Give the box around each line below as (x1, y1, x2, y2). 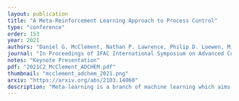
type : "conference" (7, 23, 65, 31)
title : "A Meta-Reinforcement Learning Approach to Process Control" (7, 17, 218, 24)
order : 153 (7, 30, 40, 38)
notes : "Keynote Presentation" (7, 57, 100, 64)
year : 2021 (7, 37, 40, 44)
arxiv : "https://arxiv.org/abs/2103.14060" (7, 76, 139, 84)
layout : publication (7, 10, 69, 18)
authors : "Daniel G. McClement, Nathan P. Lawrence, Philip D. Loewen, (7, 43, 224, 51)
